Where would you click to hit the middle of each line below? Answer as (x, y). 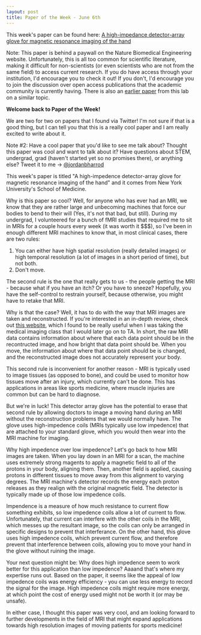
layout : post (22, 12)
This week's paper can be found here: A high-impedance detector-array (95, 34)
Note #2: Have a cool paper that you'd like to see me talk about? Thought (97, 145)
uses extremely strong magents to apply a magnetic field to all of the (91, 462)
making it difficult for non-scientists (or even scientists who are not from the (100, 65)
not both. (26, 263)
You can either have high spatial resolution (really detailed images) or (100, 250)
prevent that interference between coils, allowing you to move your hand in (99, 544)
